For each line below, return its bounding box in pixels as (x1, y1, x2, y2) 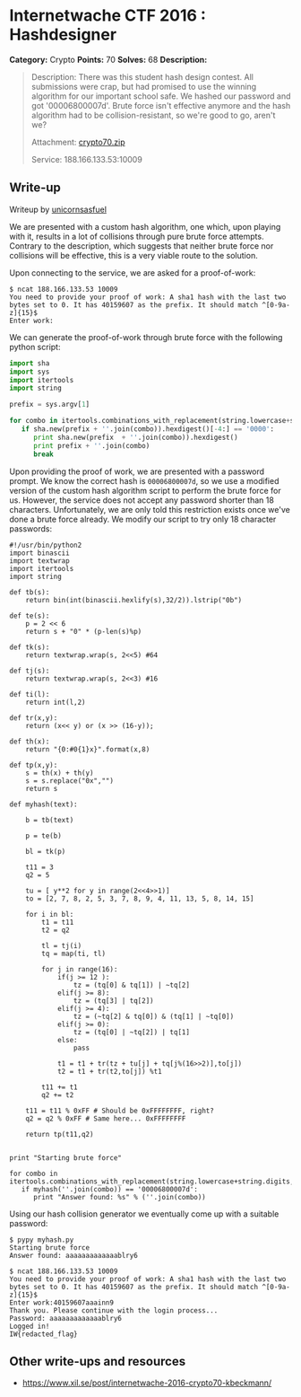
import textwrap (9, 556, 70, 566)
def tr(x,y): (9, 713, 58, 723)
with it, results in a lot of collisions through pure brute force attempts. (9, 231, 264, 242)
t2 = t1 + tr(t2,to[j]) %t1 (56, 1067, 163, 1076)
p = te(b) (25, 831, 63, 840)
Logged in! (9, 1322, 50, 1331)
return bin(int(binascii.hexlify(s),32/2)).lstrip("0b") (25, 595, 243, 604)
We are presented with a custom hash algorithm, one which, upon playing (9, 221, 281, 232)
